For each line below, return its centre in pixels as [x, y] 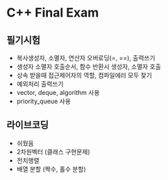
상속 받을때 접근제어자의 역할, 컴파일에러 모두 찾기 [84, 75]
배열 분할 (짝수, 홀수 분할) [51, 169]
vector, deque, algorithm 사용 [58, 92]
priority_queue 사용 [43, 101]
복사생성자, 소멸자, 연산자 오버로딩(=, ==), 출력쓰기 [86, 58]
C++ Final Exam [53, 13]
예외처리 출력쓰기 [40, 84]
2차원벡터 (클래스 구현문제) [53, 152]
